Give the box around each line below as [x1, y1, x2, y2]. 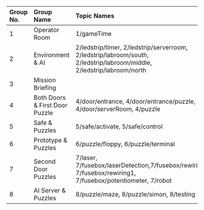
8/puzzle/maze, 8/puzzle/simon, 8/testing [75, 190, 195, 198]
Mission [33, 76, 56, 84]
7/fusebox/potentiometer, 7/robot [75, 177, 172, 184]
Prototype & [33, 136, 68, 144]
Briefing [33, 83, 56, 92]
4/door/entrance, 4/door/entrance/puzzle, [75, 97, 195, 105]
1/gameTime [75, 30, 112, 38]
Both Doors [33, 94, 66, 102]
